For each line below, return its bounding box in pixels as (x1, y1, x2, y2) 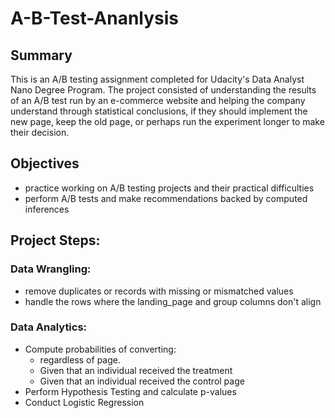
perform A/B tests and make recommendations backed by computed (24, 192, 308, 204)
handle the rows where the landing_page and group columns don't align (24, 295, 322, 307)
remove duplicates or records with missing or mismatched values (24, 285, 294, 297)
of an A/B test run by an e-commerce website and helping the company (10, 95, 306, 106)
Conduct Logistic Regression (24, 396, 145, 408)
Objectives (10, 155, 80, 172)
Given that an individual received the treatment (39, 364, 233, 376)
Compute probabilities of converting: (24, 343, 177, 355)
